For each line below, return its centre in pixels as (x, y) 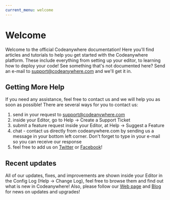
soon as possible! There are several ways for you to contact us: (72, 105)
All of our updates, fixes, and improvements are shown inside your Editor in (84, 176)
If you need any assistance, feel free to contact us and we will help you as (83, 99)
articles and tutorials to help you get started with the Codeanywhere (77, 55)
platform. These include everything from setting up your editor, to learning (83, 60)
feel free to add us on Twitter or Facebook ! (58, 147)
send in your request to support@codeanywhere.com (69, 115)
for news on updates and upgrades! (43, 192)
